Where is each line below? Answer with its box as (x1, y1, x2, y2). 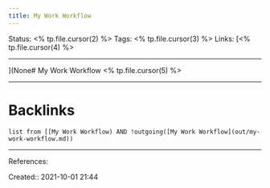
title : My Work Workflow (8, 11, 92, 20)
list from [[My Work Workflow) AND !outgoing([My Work (8, 128, 196, 136)
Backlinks (8, 101, 76, 119)
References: (8, 156, 48, 166)
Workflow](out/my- (198, 128, 261, 136)
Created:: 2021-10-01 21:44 (8, 172, 99, 182)
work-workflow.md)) (8, 134, 74, 143)
